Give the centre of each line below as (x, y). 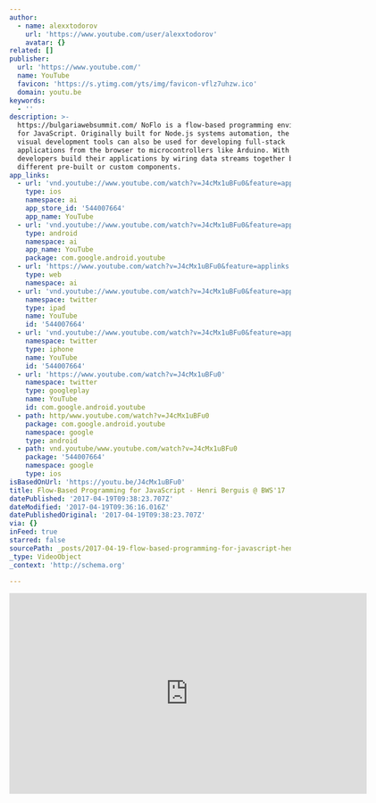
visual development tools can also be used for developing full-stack (151, 142)
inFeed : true (33, 532)
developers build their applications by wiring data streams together (151, 158)
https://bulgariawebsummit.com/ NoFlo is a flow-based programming (146, 126)
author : (24, 17)
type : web (44, 275)
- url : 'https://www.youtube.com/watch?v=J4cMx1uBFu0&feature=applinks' (155, 267)
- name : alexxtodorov (58, 26)
